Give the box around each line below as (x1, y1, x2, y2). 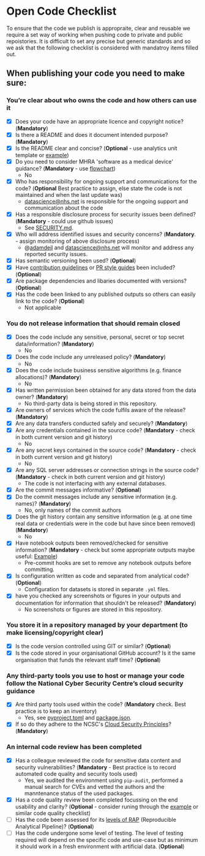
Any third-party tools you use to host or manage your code (6, 671, 185, 680)
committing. (24, 566, 55, 573)
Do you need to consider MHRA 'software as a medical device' (15, 158, 173, 165)
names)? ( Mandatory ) (15, 500, 72, 507)
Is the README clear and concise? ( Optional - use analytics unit (15, 144, 177, 152)
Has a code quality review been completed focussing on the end (15, 796, 178, 803)
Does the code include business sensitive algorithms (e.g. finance (15, 366, 182, 374)
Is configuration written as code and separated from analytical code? (15, 572, 190, 580)
